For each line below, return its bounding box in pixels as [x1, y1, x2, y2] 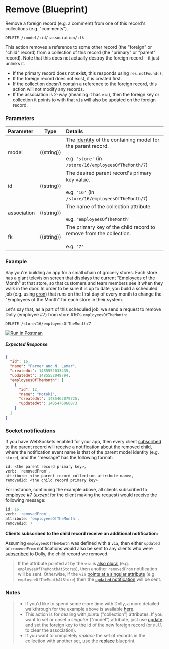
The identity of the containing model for [66, 136, 160, 143]
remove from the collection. [66, 230, 131, 238]
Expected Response [5, 341, 48, 347]
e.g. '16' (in [66, 189, 95, 196]
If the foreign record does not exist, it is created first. [12, 75, 122, 81]
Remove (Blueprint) [5, 4, 88, 15]
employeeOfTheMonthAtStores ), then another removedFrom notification [17, 566, 157, 572]
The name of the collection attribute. [66, 203, 152, 210]
